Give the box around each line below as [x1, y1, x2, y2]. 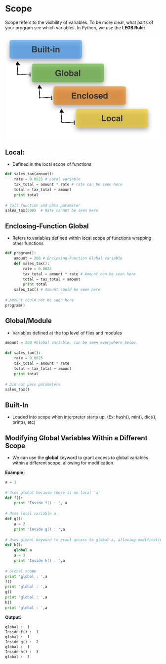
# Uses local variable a [5, 511, 56, 516]
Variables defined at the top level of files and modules [12, 330, 123, 335]
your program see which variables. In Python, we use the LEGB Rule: [5, 24, 145, 30]
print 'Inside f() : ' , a [14, 501, 68, 506]
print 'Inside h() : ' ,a [14, 558, 65, 563]
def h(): [5, 542, 23, 547]
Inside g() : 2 [5, 639, 39, 644]
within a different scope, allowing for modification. [12, 460, 115, 465]
